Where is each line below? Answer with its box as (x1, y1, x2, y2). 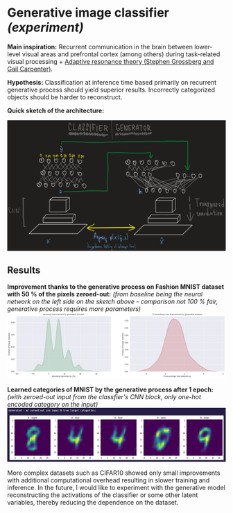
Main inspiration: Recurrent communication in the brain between (7, 42, 193, 51)
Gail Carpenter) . (7, 65, 53, 73)
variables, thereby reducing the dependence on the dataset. (7, 498, 179, 506)
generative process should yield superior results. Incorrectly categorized (7, 85, 216, 94)
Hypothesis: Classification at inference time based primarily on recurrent (7, 78, 217, 86)
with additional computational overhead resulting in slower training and (7, 476, 210, 484)
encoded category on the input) (7, 401, 98, 409)
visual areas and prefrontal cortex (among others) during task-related (21, 50, 221, 58)
